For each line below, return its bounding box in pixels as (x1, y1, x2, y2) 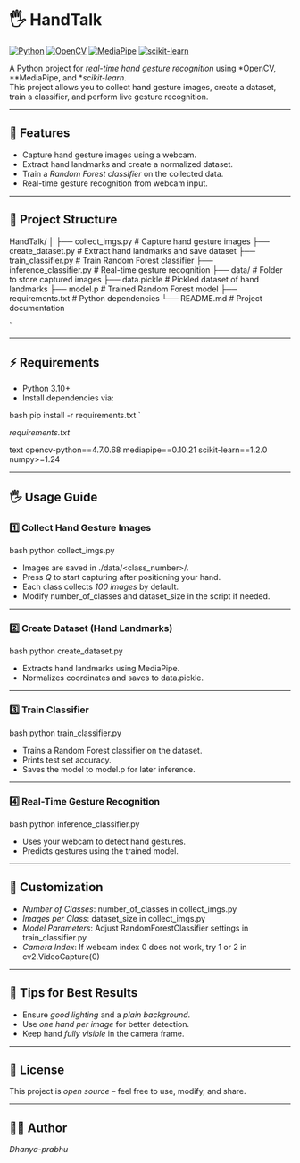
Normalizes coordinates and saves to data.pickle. (21, 672, 204, 683)
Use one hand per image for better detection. (21, 1018, 190, 1029)
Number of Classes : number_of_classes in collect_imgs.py (21, 903, 237, 914)
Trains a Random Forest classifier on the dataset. (21, 745, 203, 755)
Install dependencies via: (21, 392, 114, 403)
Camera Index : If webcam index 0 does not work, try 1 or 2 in (21, 941, 247, 952)
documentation (9, 302, 65, 313)
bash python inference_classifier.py (9, 818, 140, 830)
